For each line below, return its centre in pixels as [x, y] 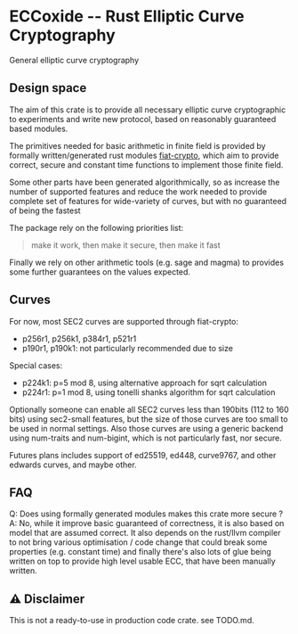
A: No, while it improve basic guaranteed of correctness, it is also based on [147, 523]
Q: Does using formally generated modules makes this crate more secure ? [146, 514]
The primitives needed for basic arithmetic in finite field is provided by [137, 145]
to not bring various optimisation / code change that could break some [138, 542]
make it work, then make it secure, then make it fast [125, 245]
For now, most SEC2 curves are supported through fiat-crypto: [124, 321]
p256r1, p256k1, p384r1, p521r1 [79, 338]
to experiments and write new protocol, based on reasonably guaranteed [143, 119]
